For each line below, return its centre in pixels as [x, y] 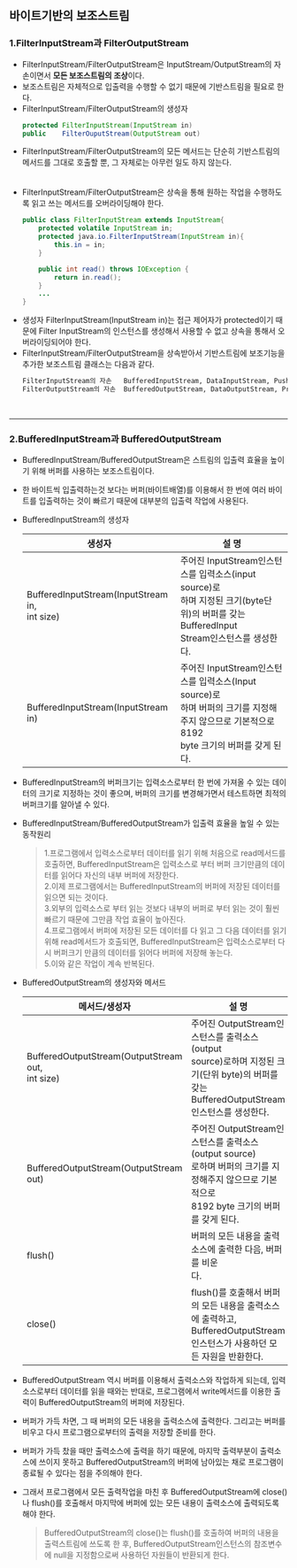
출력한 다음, [240, 1249]
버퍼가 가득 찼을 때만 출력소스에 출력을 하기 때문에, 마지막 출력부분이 [140, 1451]
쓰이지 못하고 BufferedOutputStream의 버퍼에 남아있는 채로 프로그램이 [161, 1462]
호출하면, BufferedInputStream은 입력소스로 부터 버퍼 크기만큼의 [156, 865]
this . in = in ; [80, 245]
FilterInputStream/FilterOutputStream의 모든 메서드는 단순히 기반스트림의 [151, 151]
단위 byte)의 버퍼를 [240, 1075]
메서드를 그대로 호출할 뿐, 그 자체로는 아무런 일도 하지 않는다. [127, 163]
